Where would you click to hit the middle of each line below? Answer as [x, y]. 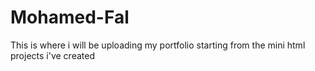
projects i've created [52, 55]
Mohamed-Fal [70, 17]
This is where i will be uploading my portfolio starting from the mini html [158, 45]
